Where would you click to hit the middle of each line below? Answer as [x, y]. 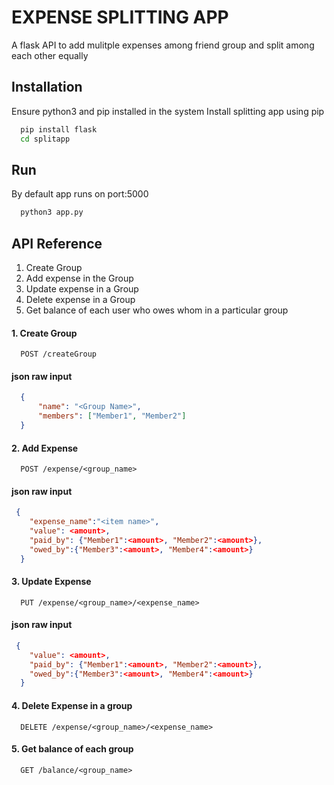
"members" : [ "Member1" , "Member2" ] [112, 416]
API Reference [57, 243]
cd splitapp [45, 139]
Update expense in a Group [82, 289]
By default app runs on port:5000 [80, 194]
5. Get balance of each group [72, 749]
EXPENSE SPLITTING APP [120, 17]
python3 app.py [52, 212]
